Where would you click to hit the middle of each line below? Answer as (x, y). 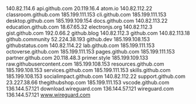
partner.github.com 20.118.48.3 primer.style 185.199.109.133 (77, 58)
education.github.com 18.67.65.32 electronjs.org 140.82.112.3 (79, 27)
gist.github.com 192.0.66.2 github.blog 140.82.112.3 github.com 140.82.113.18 (98, 33)
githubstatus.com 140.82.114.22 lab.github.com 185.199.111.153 (80, 45)
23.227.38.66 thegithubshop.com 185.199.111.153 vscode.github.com (88, 83)
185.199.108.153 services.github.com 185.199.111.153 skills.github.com (88, 70)
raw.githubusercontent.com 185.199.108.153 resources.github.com (85, 64)
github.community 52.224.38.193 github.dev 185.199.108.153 (78, 39)
